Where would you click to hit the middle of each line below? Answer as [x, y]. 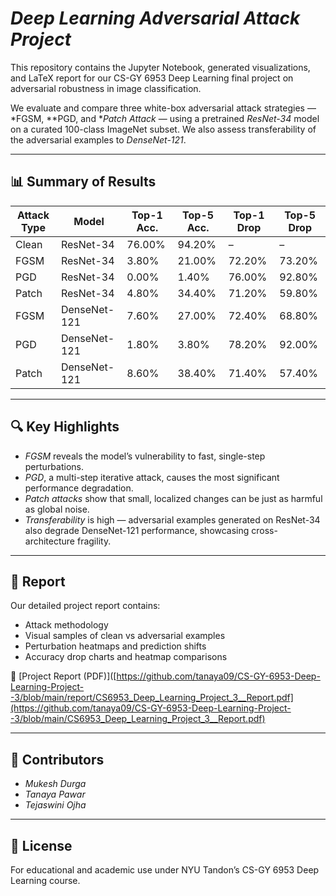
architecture [50, 541]
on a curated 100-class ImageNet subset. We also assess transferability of [163, 129]
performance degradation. [79, 488]
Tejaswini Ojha [55, 805]
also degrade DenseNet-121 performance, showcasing [137, 530]
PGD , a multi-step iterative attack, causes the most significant [152, 477]
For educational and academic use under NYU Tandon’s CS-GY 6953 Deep [165, 870]
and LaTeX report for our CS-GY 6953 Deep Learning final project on [152, 78]
